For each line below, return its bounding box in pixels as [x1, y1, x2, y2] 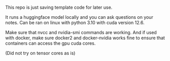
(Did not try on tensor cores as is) [5, 50, 76, 56]
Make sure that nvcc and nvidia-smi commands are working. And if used [5, 29, 157, 35]
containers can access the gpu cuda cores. [5, 40, 96, 46]
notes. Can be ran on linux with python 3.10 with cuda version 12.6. [5, 20, 145, 25]
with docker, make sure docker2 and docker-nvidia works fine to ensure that [5, 35, 165, 41]
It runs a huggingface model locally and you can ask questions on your [5, 14, 153, 20]
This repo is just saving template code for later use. [5, 5, 113, 10]
